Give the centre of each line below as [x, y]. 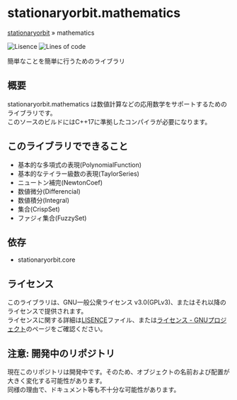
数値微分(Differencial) [49, 191]
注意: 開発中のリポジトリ [61, 354]
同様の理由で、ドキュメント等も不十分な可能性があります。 [94, 389]
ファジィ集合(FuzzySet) [52, 218]
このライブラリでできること [68, 146]
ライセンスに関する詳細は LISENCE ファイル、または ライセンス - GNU [108, 320]
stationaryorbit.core [46, 260]
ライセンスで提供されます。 [47, 311]
